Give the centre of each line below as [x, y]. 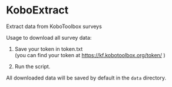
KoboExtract [37, 10]
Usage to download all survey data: [49, 37]
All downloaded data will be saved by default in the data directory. [86, 78]
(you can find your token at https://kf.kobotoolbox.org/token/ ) [90, 55]
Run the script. [32, 66]
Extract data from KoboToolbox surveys [54, 26]
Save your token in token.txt [49, 49]
